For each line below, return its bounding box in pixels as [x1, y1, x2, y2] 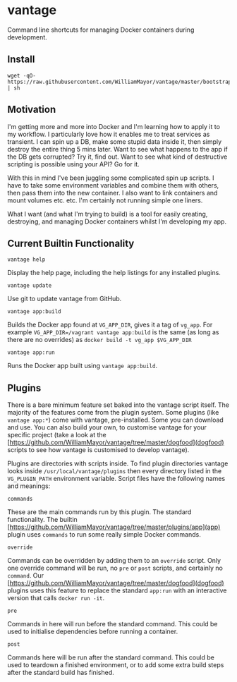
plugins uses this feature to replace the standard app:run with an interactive [7, 586, 227, 595]
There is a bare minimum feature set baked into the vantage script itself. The [7, 401, 229, 409]
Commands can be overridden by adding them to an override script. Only [7, 556, 221, 565]
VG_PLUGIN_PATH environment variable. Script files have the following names [7, 475, 226, 483]
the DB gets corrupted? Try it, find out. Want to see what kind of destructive [7, 152, 228, 161]
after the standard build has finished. [7, 669, 114, 677]
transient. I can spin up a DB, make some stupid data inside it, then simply [7, 137, 222, 146]
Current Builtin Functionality [7, 237, 135, 249]
